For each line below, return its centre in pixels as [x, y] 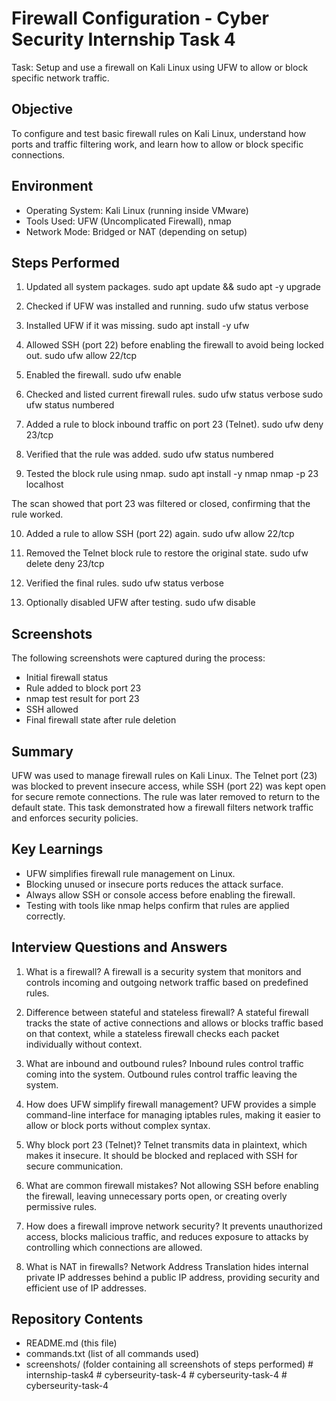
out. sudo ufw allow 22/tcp [81, 356]
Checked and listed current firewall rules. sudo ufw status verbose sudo [174, 394]
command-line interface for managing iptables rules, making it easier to [173, 1114]
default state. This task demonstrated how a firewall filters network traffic [162, 807]
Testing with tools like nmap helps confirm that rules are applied [157, 905]
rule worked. [37, 514]
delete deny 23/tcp [65, 564]
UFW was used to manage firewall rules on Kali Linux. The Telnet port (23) [164, 775]
